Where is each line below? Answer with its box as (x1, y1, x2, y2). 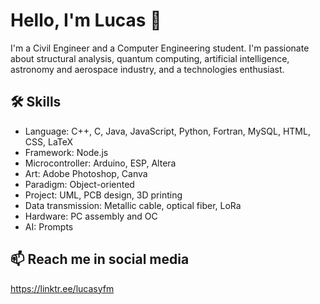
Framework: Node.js (24, 146, 109, 158)
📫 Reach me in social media (10, 251, 190, 268)
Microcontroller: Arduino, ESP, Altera (24, 157, 177, 169)
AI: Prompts (24, 220, 74, 233)
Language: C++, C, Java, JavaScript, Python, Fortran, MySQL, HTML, (24, 125, 311, 137)
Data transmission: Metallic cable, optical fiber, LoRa (24, 199, 242, 211)
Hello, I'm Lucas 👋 (10, 9, 162, 32)
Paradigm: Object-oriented (24, 178, 135, 190)
